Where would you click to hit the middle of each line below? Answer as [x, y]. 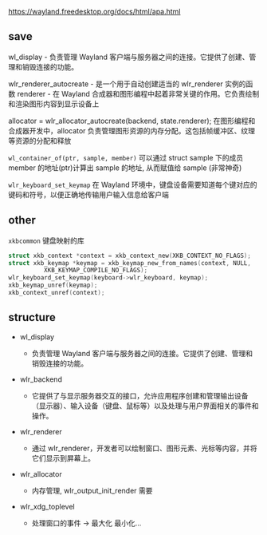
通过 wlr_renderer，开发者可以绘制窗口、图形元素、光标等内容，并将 [144, 448]
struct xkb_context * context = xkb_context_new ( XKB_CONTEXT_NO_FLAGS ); [130, 256]
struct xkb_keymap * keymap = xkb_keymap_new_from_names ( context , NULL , [130, 263]
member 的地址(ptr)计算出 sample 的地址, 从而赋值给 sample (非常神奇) [125, 168]
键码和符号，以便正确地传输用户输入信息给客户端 [88, 194]
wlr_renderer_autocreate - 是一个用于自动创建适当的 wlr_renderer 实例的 [127, 84]
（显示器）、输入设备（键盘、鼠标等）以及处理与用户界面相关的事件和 [145, 406]
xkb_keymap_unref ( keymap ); [53, 285]
